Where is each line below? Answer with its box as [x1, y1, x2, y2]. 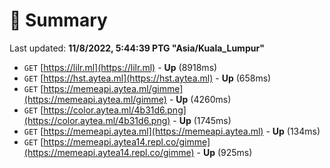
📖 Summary [9, 9, 108, 32]
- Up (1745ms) [172, 114, 232, 126]
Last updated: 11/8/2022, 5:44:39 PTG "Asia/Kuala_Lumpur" [9, 42, 265, 54]
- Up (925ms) [196, 146, 253, 158]
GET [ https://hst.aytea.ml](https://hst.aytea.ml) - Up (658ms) [23, 72, 272, 84]
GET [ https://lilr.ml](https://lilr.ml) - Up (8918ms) [23, 61, 218, 73]
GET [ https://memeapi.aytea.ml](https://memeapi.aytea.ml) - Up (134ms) [23, 125, 321, 137]
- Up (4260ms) [168, 93, 232, 105]
